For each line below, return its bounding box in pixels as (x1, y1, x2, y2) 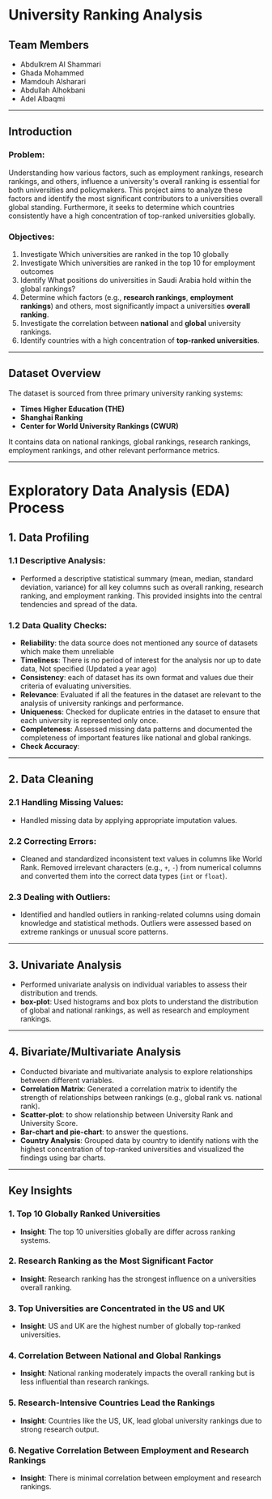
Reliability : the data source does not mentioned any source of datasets (19, 638, 258, 648)
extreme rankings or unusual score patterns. (19, 927, 168, 937)
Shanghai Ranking (19, 412, 83, 422)
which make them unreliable (19, 646, 115, 656)
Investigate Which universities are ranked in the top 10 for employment (19, 258, 256, 268)
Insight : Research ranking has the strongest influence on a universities (19, 1274, 257, 1283)
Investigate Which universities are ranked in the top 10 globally (19, 249, 229, 259)
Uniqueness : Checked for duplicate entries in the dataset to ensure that (19, 707, 261, 717)
